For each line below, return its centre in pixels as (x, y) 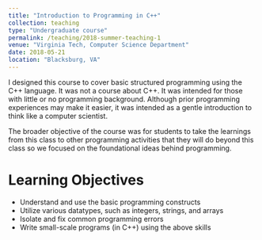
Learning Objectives (76, 180)
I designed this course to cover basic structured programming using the (125, 82)
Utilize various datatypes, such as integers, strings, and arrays (122, 210)
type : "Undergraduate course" (58, 30)
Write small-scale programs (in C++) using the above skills (115, 227)
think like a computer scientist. (58, 116)
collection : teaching (44, 23)
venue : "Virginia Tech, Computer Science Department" (99, 45)
